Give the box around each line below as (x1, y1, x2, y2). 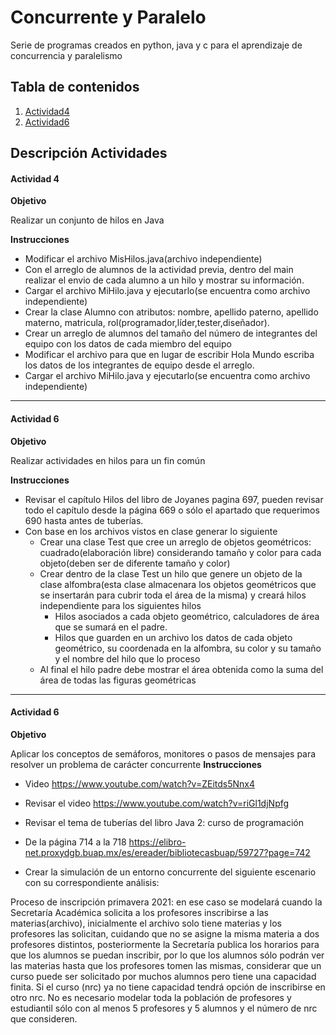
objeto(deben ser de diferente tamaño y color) (39, 557, 231, 569)
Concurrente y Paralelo (10, 6, 207, 29)
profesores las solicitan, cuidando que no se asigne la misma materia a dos (10, 927, 320, 940)
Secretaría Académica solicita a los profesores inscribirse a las (10, 906, 269, 918)
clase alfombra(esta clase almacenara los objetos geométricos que (39, 578, 317, 590)
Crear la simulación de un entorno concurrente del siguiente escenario (24, 866, 317, 878)
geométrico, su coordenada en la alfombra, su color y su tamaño (54, 642, 322, 654)
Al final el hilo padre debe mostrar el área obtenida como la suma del (39, 663, 324, 675)
